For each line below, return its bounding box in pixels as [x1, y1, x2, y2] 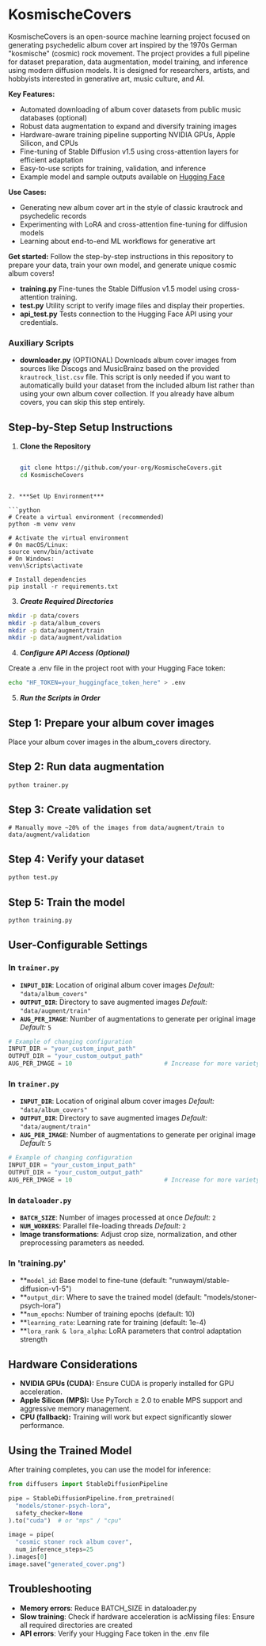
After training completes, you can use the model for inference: [8, 1465, 211, 1475]
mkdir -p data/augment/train [8, 626, 104, 635]
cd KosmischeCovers [19, 471, 85, 479]
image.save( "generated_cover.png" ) [8, 1560, 126, 1568]
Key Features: [8, 89, 55, 98]
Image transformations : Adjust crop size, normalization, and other [19, 1230, 237, 1239]
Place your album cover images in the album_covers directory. [8, 737, 211, 747]
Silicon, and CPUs [19, 138, 79, 147]
